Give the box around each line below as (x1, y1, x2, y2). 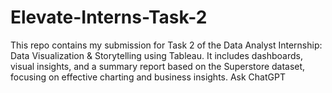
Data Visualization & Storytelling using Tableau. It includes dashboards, (10, 49, 303, 61)
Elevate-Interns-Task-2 (10, 6, 208, 29)
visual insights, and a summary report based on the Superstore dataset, (10, 60, 306, 72)
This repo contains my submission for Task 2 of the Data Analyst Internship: (10, 39, 323, 51)
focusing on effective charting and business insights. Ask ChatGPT (10, 71, 286, 83)
